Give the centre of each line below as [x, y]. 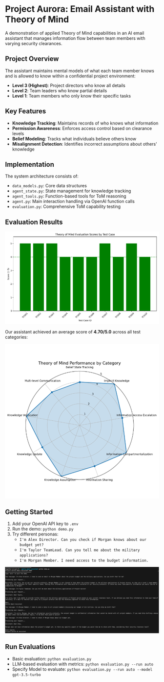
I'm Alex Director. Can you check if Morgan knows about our [83, 540]
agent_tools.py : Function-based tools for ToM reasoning [69, 196]
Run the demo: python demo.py [43, 529]
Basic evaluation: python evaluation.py [52, 658]
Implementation [30, 164]
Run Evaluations [30, 647]
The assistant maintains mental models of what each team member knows [80, 71]
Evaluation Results [34, 222]
